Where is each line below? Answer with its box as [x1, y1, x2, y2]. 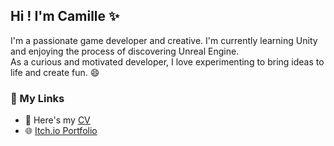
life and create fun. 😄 [10, 66, 100, 78]
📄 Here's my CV [24, 114, 91, 126]
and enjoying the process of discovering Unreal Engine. [10, 45, 240, 57]
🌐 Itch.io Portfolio [24, 125, 98, 137]
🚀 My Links [10, 91, 65, 105]
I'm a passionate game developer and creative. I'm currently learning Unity [10, 34, 318, 46]
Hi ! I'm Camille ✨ [10, 8, 120, 25]
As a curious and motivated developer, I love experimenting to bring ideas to [10, 55, 325, 68]
